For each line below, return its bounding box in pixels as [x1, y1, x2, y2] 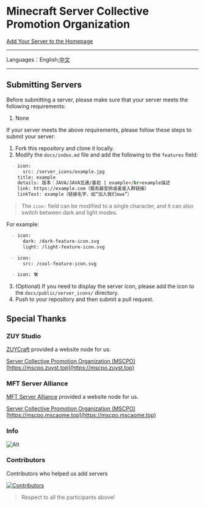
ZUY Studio [6, 331, 41, 340]
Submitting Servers [6, 80, 82, 90]
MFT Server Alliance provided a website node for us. [6, 393, 139, 401]
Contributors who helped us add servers [6, 470, 108, 477]
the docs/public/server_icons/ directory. [15, 289, 119, 297]
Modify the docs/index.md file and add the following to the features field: [15, 151, 198, 158]
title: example [17, 174, 56, 180]
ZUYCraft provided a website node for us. [6, 346, 111, 353]
